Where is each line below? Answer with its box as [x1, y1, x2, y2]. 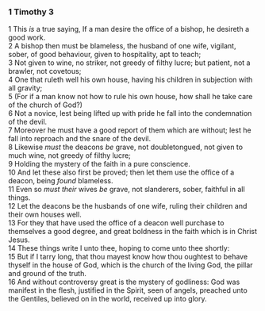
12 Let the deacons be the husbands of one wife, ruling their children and [8, 202, 248, 211]
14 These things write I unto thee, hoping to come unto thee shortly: [8, 244, 230, 253]
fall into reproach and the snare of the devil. [8, 134, 152, 144]
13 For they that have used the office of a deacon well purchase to [8, 218, 225, 228]
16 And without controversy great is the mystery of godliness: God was [8, 277, 240, 287]
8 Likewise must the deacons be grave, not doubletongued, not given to [8, 142, 244, 152]
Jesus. [8, 235, 30, 244]
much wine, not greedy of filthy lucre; [8, 151, 131, 160]
